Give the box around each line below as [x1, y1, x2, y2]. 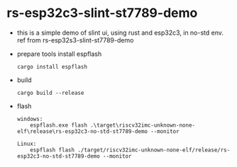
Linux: [16, 140, 37, 147]
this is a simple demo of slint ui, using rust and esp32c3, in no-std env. [16, 28, 224, 37]
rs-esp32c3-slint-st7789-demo [6, 5, 198, 21]
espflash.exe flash [30, 122, 88, 129]
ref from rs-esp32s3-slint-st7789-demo [16, 35, 134, 44]
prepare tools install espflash [16, 50, 102, 58]
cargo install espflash [16, 63, 88, 70]
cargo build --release [16, 89, 84, 96]
